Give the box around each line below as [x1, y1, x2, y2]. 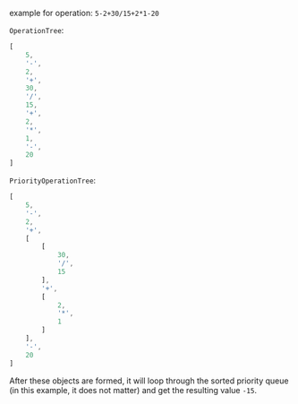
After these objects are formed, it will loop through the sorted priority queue [9, 375, 289, 386]
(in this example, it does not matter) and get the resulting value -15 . [9, 384, 258, 395]
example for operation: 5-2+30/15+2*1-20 [9, 8, 159, 18]
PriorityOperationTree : [9, 175, 97, 186]
